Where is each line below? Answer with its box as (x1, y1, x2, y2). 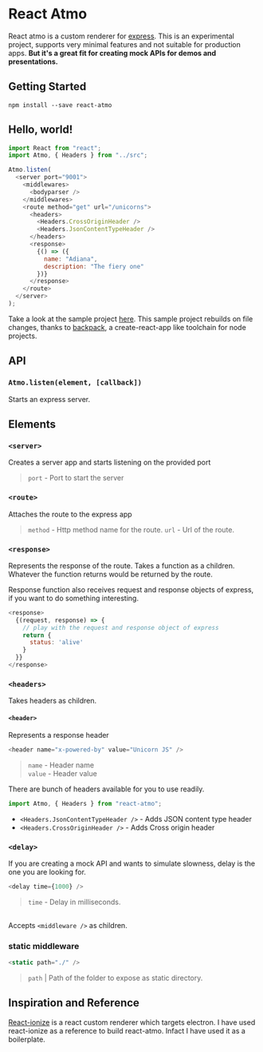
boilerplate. (8, 1034, 45, 1044)
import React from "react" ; (8, 144, 102, 152)
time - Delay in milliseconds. (27, 897, 121, 907)
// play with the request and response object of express (22, 624, 219, 632)
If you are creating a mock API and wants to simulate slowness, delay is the (8, 859, 256, 868)
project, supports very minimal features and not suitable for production (8, 39, 241, 49)
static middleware (8, 940, 80, 951)
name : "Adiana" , (43, 255, 98, 263)
